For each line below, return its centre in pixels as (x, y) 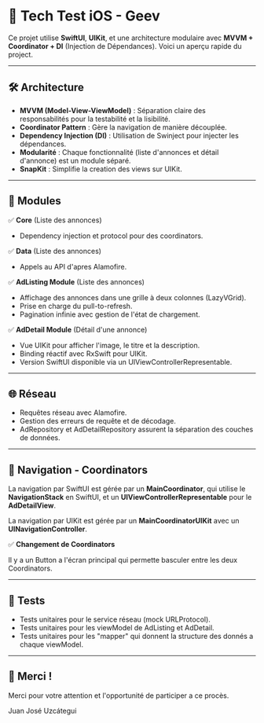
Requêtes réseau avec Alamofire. (73, 413)
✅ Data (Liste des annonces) (55, 251)
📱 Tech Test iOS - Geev (84, 16)
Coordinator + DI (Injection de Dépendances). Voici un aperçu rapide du (125, 46)
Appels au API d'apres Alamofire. (73, 266)
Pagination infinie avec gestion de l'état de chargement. (110, 314)
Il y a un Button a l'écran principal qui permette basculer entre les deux (123, 560)
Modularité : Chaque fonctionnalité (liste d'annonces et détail (119, 152)
